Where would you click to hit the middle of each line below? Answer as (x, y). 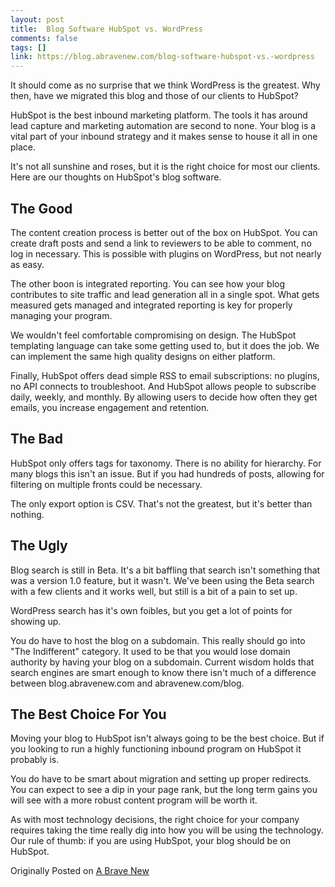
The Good (41, 208)
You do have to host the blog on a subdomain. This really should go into (158, 640)
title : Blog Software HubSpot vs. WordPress (106, 29)
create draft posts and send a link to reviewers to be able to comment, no (161, 243)
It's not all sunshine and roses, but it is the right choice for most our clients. (165, 167)
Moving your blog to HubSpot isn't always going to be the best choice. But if (167, 738)
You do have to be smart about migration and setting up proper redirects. (161, 779)
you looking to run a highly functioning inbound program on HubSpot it (156, 749)
